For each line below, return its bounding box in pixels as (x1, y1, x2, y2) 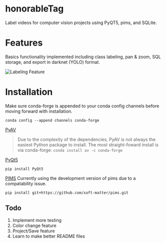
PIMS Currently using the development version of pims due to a (5, 175, 136, 181)
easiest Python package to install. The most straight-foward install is (17, 141, 159, 148)
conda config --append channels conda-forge (5, 118, 99, 123)
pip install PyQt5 (5, 166, 43, 171)
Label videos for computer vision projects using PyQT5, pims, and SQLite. (5, 20, 157, 26)
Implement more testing (12, 217, 61, 223)
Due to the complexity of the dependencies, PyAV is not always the (17, 136, 156, 142)
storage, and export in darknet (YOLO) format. (5, 59, 100, 65)
